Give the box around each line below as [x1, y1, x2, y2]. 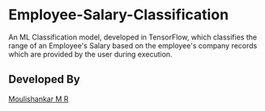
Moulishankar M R [8, 94, 69, 104]
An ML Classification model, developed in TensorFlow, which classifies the [8, 32, 258, 42]
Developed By [8, 72, 81, 86]
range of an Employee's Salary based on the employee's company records [8, 40, 258, 50]
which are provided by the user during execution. [8, 49, 173, 59]
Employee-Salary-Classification [8, 6, 229, 24]
